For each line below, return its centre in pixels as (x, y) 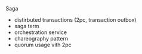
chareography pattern (41, 38)
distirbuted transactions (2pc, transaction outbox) (75, 20)
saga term (27, 26)
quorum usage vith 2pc (43, 45)
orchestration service (40, 32)
